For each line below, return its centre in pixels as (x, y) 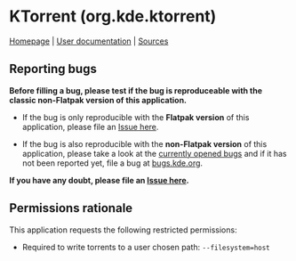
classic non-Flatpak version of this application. (98, 100)
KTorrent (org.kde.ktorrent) (113, 16)
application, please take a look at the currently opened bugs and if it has (154, 153)
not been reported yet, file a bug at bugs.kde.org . (112, 163)
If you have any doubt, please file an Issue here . (99, 180)
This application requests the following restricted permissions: (123, 230)
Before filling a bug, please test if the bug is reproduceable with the (136, 90)
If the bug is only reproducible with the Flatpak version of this (136, 117)
